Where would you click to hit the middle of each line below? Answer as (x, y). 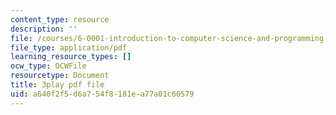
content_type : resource (60, 19)
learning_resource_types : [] (71, 57)
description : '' (44, 29)
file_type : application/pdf (69, 47)
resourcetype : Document (60, 76)
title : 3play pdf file (57, 85)
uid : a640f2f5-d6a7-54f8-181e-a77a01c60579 (102, 94)
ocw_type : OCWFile (48, 66)
